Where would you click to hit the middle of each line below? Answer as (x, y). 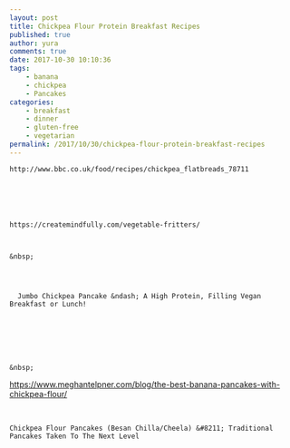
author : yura (34, 43)
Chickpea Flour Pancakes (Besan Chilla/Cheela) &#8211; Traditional (141, 428)
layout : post (34, 18)
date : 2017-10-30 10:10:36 (60, 60)
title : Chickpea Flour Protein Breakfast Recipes (105, 26)
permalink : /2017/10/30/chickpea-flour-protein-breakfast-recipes (137, 144)
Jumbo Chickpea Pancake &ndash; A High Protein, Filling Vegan (139, 296)
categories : (32, 102)
